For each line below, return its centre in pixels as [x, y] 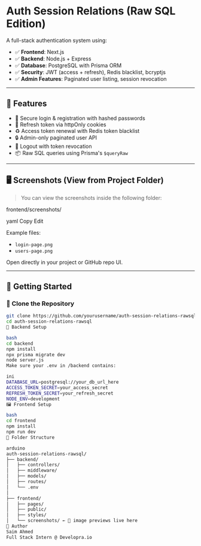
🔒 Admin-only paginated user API [56, 137]
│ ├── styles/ [26, 515]
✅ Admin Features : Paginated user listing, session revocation [91, 78]
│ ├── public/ [26, 509]
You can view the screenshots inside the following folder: [91, 198]
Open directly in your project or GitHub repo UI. [65, 262]
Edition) [26, 24]
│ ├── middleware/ [32, 471]
